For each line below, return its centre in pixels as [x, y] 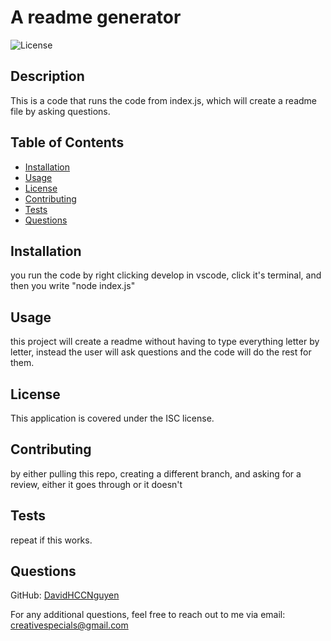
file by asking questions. [60, 111]
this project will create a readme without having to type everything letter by [165, 342]
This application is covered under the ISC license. [112, 418]
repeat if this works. [51, 540]
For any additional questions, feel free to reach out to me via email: [148, 615]
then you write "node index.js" [73, 286]
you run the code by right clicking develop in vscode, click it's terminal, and [166, 275]
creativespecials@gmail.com [69, 625]
